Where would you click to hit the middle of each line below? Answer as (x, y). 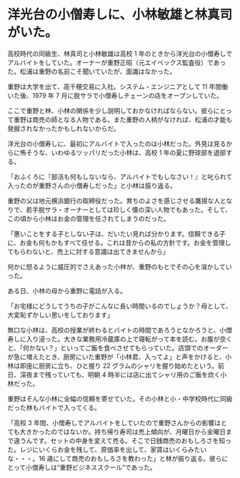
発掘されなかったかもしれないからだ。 (64, 128)
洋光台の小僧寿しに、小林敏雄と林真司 (120, 15)
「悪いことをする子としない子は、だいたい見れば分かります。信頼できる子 (117, 233)
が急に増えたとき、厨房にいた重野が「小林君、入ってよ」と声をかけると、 (116, 357)
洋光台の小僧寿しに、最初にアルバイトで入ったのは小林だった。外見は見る (117, 143)
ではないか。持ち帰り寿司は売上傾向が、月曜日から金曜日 (141, 432)
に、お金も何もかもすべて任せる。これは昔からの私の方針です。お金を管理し (119, 243)
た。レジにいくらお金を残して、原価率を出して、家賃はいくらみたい (107, 449)
